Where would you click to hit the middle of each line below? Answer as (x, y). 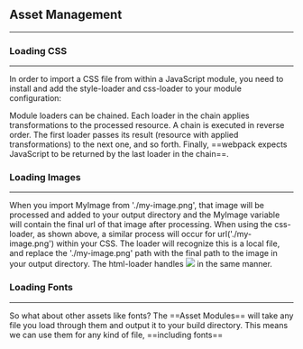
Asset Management (66, 15)
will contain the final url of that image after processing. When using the (141, 225)
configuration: (35, 98)
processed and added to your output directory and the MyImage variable (145, 215)
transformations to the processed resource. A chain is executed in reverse (147, 125)
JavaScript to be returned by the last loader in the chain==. (119, 154)
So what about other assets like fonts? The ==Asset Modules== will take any (151, 316)
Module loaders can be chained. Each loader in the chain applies (129, 115)
